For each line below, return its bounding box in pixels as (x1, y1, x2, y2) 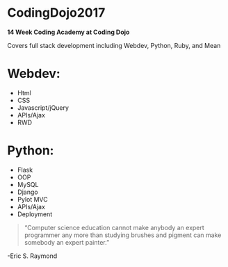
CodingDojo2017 (7, 5, 106, 21)
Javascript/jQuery (17, 103, 70, 112)
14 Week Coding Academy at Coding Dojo (7, 28, 130, 36)
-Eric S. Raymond (7, 252, 58, 260)
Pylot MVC (17, 195, 49, 203)
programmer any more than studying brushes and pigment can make (24, 231, 222, 239)
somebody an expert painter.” (24, 238, 110, 246)
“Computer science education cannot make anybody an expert (24, 223, 205, 232)
